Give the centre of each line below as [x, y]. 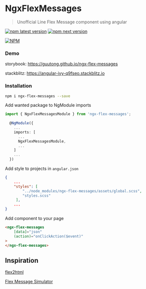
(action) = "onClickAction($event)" [49, 236]
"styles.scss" [37, 195]
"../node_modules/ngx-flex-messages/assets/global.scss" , [82, 191]
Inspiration [22, 260]
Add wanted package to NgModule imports [48, 105]
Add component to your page [34, 219]
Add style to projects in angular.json [42, 169]
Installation [19, 86]
